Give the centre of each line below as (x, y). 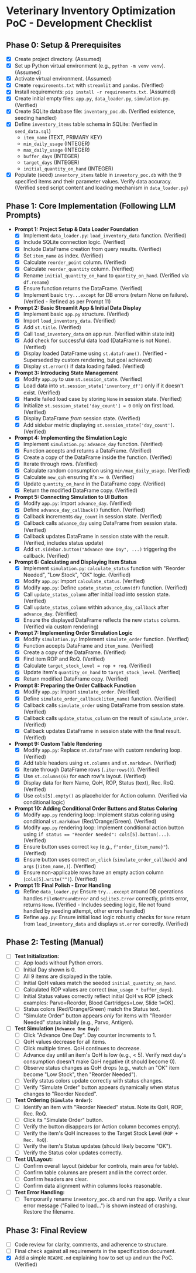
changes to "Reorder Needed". (60, 1094)
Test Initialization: (37, 956)
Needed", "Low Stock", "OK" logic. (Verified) (77, 575)
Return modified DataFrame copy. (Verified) (76, 679)
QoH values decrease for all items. (65, 1042)
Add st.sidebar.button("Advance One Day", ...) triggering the (100, 549)
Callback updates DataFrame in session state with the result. (96, 536)
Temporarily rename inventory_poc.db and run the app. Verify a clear (106, 1199)
